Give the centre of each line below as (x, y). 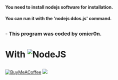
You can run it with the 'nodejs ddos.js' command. (58, 19)
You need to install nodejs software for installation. (59, 7)
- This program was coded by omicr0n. (53, 34)
